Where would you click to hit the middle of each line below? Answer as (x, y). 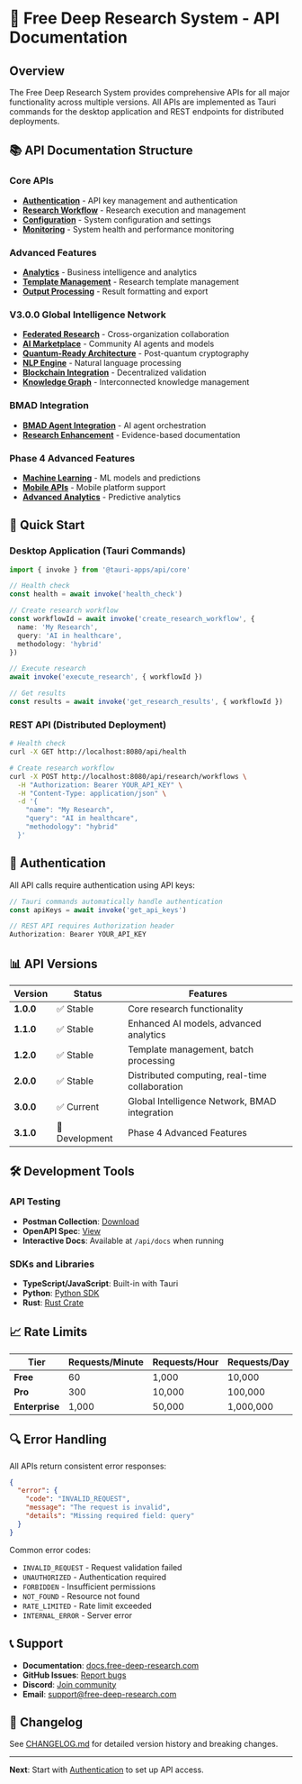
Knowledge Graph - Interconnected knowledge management (136, 382)
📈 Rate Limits (49, 1332)
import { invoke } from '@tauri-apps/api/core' (100, 570)
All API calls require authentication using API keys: (102, 885)
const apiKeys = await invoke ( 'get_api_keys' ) (98, 910)
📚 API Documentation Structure (101, 151)
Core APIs (31, 181)
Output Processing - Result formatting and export (115, 291)
